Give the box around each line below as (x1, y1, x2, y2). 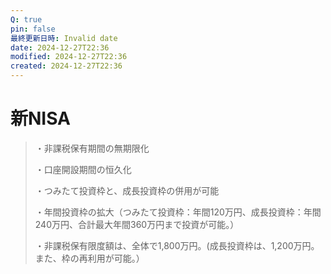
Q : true (10, 14, 43, 25)
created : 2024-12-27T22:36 (10, 61, 123, 71)
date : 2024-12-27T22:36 (10, 42, 110, 53)
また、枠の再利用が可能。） (34, 252, 145, 264)
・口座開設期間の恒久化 (34, 163, 132, 175)
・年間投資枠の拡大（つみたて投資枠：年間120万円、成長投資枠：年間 (34, 206, 322, 218)
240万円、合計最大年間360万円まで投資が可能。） (34, 218, 240, 230)
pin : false (10, 24, 56, 34)
